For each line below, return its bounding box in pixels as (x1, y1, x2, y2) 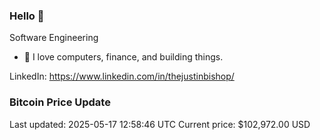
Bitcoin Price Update (9, 95, 111, 109)
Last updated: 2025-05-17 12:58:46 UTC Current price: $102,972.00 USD (9, 118, 311, 130)
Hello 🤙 (9, 9, 45, 23)
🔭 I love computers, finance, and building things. (23, 51, 224, 63)
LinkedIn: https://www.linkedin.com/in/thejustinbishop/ (9, 70, 235, 83)
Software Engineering (9, 32, 99, 44)
